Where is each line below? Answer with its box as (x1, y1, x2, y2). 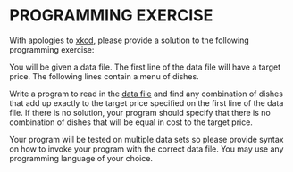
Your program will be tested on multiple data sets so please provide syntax (9, 134, 284, 144)
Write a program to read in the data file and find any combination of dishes (9, 88, 284, 99)
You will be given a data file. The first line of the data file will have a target (9, 61, 281, 72)
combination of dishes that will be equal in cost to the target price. (9, 117, 253, 127)
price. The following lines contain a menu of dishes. (9, 70, 199, 81)
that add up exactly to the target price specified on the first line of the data (9, 97, 284, 108)
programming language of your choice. (9, 152, 154, 163)
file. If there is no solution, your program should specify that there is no (9, 107, 271, 118)
